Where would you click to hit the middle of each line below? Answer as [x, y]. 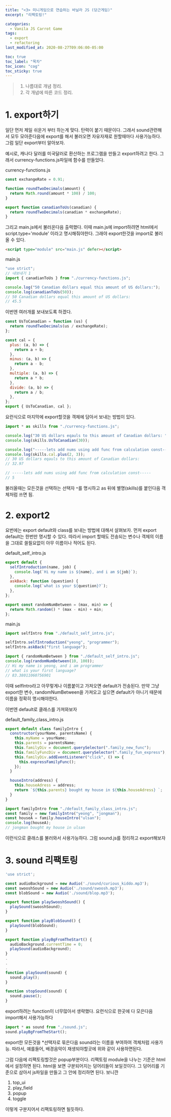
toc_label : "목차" [24, 62]
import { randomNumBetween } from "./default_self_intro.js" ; [73, 657]
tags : [11, 34]
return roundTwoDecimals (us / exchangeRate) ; [59, 326]
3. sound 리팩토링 [41, 861]
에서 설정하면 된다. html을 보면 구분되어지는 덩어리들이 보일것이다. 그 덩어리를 [82, 1066]
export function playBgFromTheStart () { [49, 939]
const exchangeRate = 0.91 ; [35, 180]
